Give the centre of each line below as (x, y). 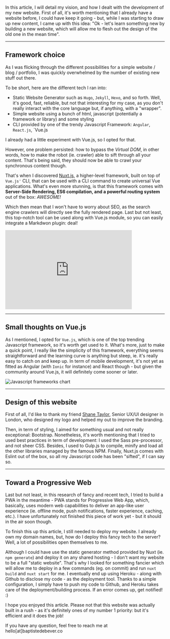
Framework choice (35, 55)
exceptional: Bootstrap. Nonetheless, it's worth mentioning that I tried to (80, 435)
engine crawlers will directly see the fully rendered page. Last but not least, (84, 212)
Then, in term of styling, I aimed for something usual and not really (75, 430)
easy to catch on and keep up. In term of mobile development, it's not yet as (84, 361)
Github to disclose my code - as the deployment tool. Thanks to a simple (81, 579)
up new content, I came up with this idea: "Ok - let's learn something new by (85, 23)
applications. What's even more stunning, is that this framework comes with (84, 186)
